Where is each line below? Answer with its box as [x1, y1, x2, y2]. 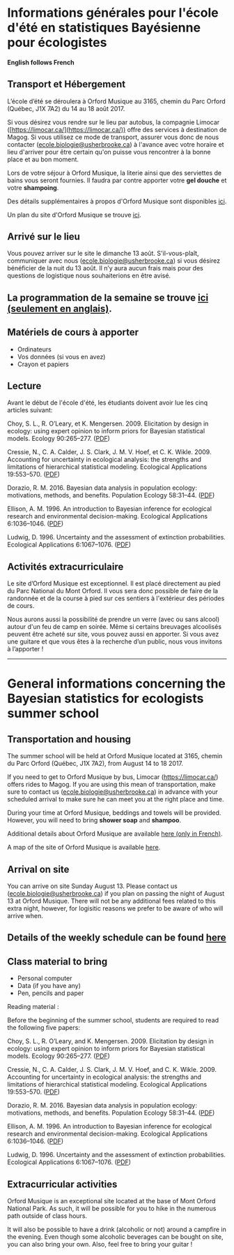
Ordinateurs [17, 344, 52, 354]
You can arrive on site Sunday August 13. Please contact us [7, 882, 178, 890]
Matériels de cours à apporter [7, 326, 139, 338]
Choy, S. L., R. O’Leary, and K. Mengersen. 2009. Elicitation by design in [7, 1037, 214, 1045]
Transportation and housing [7, 733, 131, 745]
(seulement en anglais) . [7, 303, 113, 314]
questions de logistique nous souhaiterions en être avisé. [7, 271, 171, 280]
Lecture [7, 380, 42, 392]
